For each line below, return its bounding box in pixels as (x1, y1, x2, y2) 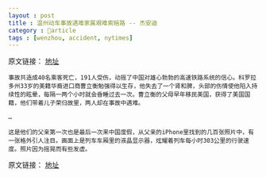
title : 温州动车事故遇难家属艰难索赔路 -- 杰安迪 (8, 19, 157, 27)
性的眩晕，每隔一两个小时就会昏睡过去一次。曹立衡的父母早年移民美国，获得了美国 (13, 90, 245, 99)
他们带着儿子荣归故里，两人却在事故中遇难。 (19, 99, 145, 107)
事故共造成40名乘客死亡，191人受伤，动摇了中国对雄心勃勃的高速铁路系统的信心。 (8, 74, 239, 82)
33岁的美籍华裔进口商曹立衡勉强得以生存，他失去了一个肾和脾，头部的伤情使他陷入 (19, 83, 252, 90)
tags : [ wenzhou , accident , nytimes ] (8, 33, 133, 42)
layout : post (8, 11, 56, 20)
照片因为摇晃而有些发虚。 (19, 145, 91, 153)
